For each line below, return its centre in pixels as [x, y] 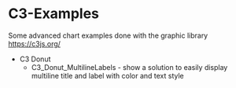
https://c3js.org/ [35, 43]
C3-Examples [54, 14]
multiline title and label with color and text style [107, 75]
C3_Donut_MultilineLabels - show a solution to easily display [129, 67]
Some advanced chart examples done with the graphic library [108, 35]
